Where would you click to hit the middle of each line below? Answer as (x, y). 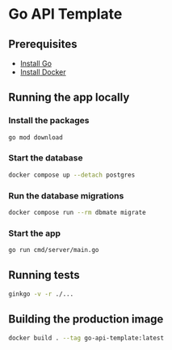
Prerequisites (43, 44)
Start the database (46, 158)
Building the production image (86, 320)
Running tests (44, 275)
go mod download (36, 137)
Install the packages (49, 121)
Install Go (36, 63)
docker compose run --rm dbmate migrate (78, 213)
